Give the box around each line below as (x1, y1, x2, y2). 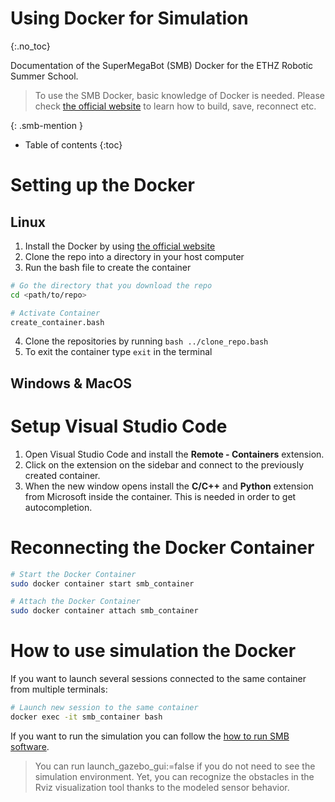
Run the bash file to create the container (24, 261, 192, 273)
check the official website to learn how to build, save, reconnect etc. (34, 100, 317, 112)
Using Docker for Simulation (10, 7, 249, 30)
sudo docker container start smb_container (10, 578, 195, 589)
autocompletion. (24, 501, 93, 513)
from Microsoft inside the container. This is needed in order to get (24, 490, 297, 502)
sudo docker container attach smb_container (10, 606, 199, 616)
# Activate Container (10, 308, 101, 318)
